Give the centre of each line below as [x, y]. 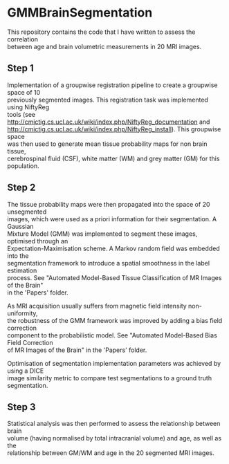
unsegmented [27, 212]
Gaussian [20, 226]
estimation [22, 270]
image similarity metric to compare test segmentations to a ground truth [110, 378]
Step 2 [21, 188]
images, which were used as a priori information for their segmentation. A [112, 219]
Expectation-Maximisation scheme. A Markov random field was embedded [113, 248]
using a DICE [26, 371]
